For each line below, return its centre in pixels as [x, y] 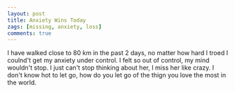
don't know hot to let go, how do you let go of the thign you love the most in [117, 75]
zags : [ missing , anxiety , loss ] [54, 26]
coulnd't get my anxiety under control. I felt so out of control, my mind [108, 61]
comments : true [29, 33]
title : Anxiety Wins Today [47, 20]
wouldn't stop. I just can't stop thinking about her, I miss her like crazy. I [111, 68]
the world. [22, 83]
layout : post [26, 14]
